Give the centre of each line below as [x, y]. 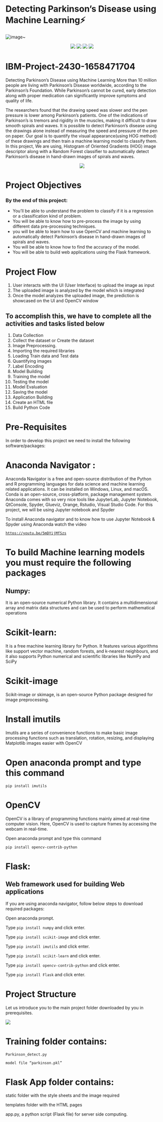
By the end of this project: [37, 200]
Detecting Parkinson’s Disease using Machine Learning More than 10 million [81, 80]
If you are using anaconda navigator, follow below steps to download [74, 904]
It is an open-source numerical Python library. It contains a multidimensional [81, 603]
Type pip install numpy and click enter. [45, 927]
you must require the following [68, 563]
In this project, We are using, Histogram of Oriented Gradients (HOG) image [81, 146]
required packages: [25, 908]
